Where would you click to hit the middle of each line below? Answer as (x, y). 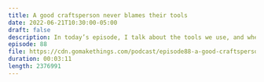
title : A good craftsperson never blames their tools (98, 15)
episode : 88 (27, 45)
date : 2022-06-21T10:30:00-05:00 (63, 23)
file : (17, 52)
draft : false (29, 30)
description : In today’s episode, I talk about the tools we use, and (126, 37)
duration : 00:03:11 (40, 59)
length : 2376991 (35, 66)
